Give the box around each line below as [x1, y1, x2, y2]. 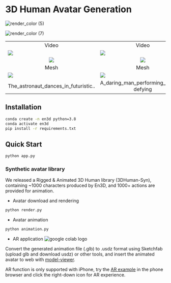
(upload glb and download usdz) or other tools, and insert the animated [5, 251, 155, 258]
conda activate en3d [5, 121, 49, 126]
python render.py [5, 208, 42, 213]
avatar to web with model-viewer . [5, 257, 75, 263]
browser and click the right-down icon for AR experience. [5, 272, 126, 278]
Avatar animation [12, 217, 48, 223]
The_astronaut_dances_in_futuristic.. [8, 82, 95, 90]
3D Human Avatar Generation [5, 4, 132, 15]
